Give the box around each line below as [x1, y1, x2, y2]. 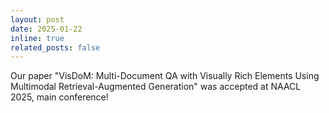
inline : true [10, 33, 65, 43]
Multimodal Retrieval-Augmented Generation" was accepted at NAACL [10, 81, 302, 93]
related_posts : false [10, 42, 101, 53]
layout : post [10, 14, 65, 25]
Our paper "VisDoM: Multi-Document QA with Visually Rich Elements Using [10, 70, 320, 82]
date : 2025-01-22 [10, 24, 83, 34]
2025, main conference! [10, 91, 109, 103]
